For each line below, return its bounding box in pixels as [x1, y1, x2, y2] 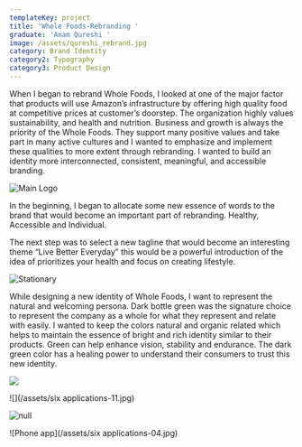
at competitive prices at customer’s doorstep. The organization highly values [9, 107, 294, 118]
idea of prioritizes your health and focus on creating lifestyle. [9, 256, 236, 266]
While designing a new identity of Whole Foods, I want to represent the [9, 291, 273, 302]
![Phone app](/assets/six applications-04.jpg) [9, 427, 178, 438]
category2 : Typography [9, 55, 95, 64]
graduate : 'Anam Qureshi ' [9, 30, 111, 39]
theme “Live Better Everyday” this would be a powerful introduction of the [9, 246, 284, 257]
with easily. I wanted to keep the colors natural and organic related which [9, 320, 281, 331]
